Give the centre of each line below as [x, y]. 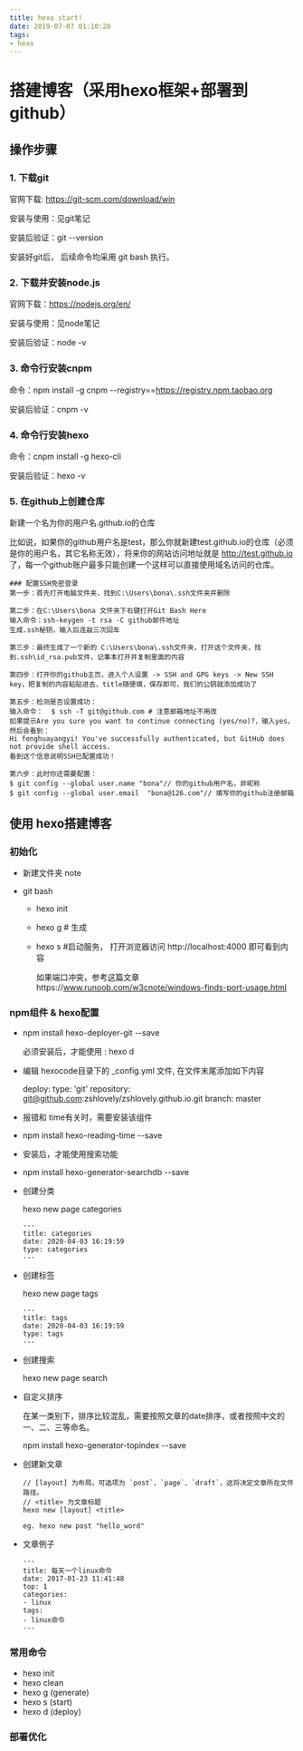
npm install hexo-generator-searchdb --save [106, 1172]
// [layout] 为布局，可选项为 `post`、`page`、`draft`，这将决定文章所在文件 [158, 1483]
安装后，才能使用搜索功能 [70, 1154]
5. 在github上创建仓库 [57, 501]
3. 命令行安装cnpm [51, 368]
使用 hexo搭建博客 [61, 823]
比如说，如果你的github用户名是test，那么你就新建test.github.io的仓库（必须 [151, 542]
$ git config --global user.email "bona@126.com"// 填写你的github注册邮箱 [152, 793]
